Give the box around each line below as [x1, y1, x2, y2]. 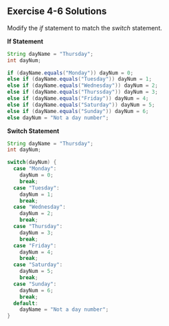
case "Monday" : [13, 165, 57, 172]
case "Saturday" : [13, 261, 63, 268]
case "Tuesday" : [13, 184, 60, 192]
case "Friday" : [13, 242, 57, 249]
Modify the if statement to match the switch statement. [7, 23, 163, 32]
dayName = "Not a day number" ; [19, 306, 109, 313]
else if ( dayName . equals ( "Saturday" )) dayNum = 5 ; [7, 101, 155, 108]
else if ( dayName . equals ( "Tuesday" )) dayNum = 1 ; [7, 76, 153, 83]
